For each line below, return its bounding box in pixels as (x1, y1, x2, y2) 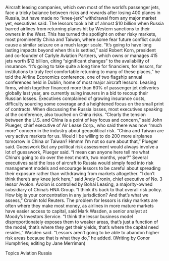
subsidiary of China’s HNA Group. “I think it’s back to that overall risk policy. (5, 187, 162, 192)
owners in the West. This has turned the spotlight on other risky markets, (5, 31, 157, 37)
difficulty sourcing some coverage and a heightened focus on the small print (5, 101, 164, 107)
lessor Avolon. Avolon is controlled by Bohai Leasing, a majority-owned (5, 181, 153, 187)
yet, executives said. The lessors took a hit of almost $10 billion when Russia (5, 20, 164, 26)
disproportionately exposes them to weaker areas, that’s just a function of (5, 219, 158, 225)
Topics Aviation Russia (5, 250, 52, 256)
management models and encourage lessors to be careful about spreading (5, 165, 161, 171)
